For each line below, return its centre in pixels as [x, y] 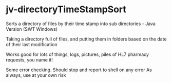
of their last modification [32, 44]
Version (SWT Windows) [32, 29]
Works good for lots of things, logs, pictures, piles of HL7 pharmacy [78, 54]
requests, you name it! [30, 59]
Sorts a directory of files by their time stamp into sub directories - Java [81, 24]
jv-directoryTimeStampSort [66, 9]
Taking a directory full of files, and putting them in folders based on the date [86, 39]
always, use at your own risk [36, 75]
